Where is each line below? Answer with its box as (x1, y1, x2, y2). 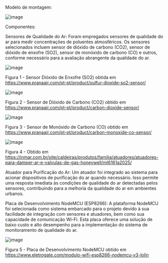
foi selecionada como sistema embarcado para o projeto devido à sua (5, 206, 149, 212)
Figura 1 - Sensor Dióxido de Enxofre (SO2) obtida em (5, 74, 116, 80)
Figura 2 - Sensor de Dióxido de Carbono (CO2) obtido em (5, 99, 126, 105)
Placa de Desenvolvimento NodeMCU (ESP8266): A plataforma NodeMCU (5, 201, 159, 206)
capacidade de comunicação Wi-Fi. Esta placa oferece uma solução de (5, 216, 153, 222)
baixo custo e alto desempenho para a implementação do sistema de (5, 222, 148, 228)
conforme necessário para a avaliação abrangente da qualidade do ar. (5, 55, 150, 61)
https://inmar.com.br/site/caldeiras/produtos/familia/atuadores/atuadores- (5, 154, 159, 160)
